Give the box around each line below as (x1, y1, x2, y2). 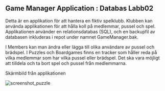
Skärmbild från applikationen (5, 70, 66, 76)
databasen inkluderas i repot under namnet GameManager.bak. (5, 34, 139, 40)
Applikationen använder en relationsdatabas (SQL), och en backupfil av (5, 28, 155, 35)
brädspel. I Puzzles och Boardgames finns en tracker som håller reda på (5, 49, 157, 55)
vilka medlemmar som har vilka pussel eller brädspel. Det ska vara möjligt (5, 55, 160, 61)
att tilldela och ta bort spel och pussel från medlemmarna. (5, 60, 127, 66)
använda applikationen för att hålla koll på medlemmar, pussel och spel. (5, 23, 156, 29)
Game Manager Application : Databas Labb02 (5, 4, 154, 13)
